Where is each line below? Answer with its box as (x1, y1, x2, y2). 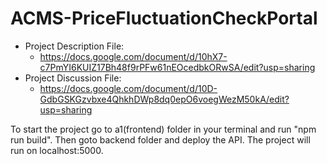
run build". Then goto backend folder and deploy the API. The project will (10, 133, 311, 146)
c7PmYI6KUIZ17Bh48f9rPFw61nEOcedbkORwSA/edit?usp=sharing (39, 61, 316, 73)
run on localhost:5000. (10, 144, 104, 156)
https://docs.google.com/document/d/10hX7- (39, 50, 228, 62)
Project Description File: (24, 40, 125, 52)
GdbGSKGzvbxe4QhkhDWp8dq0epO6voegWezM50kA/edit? (39, 93, 290, 105)
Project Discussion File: (24, 72, 122, 84)
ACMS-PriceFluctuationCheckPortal (10, 7, 318, 30)
